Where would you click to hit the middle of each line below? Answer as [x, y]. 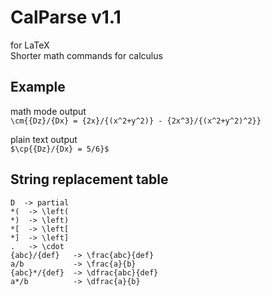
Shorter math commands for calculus [86, 55]
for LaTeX [30, 45]
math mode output [48, 111]
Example [38, 87]
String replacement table [89, 179]
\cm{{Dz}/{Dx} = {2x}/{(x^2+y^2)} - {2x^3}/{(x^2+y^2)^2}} [136, 121]
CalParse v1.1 [66, 17]
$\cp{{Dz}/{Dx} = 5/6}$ [60, 149]
